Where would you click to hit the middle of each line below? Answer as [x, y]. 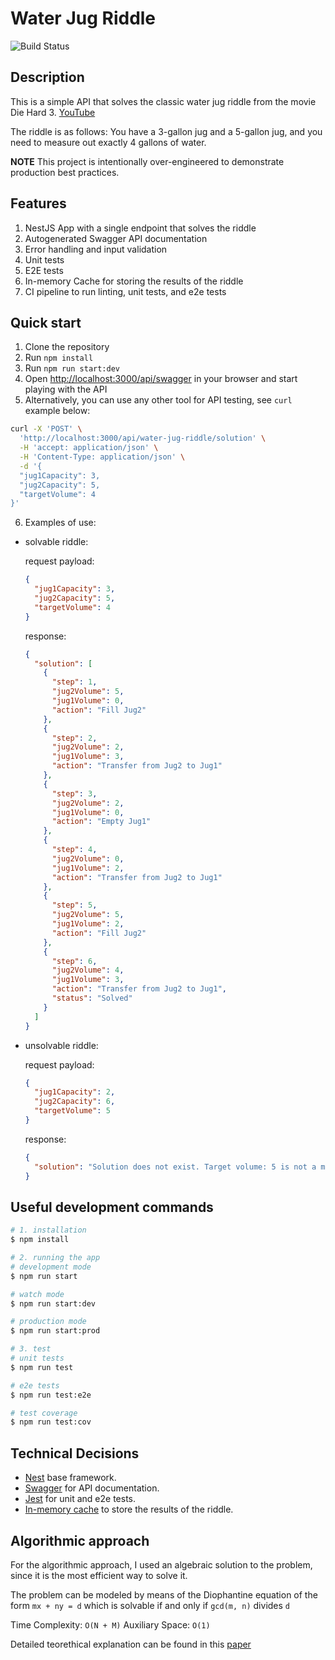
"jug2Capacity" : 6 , [75, 1102]
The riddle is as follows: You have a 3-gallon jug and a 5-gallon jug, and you [166, 131]
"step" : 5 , [74, 905]
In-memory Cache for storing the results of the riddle [134, 281]
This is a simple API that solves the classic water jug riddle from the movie [163, 101]
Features [38, 203]
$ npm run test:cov [51, 1422]
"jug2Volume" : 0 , [88, 858]
